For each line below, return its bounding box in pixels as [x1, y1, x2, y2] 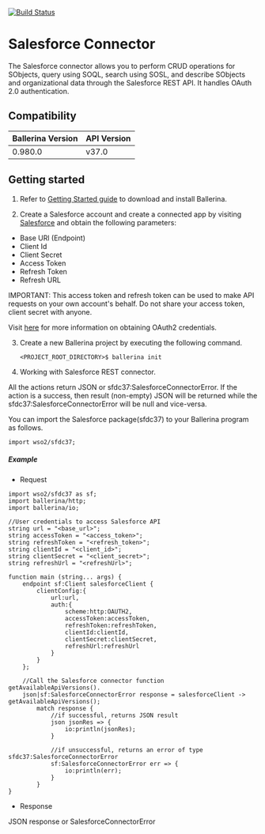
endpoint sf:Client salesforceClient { [22, 579, 154, 588]
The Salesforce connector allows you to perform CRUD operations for [8, 61, 236, 70]
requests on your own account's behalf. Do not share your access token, [8, 299, 245, 308]
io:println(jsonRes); [64, 725, 136, 733]
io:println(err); [64, 767, 123, 775]
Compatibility [8, 109, 77, 123]
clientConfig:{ [36, 587, 87, 594]
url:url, [50, 594, 80, 602]
